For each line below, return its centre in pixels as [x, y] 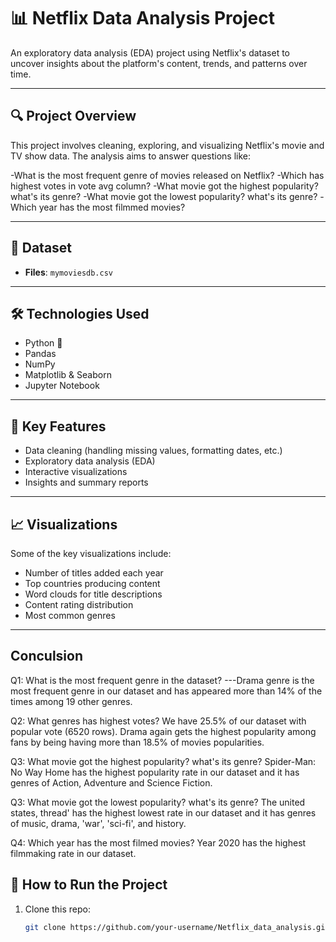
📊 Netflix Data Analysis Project [142, 18]
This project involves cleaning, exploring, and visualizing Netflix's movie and [167, 145]
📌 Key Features [58, 426]
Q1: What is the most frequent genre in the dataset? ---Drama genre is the [162, 680]
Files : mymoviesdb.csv [69, 272]
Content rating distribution [79, 604]
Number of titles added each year [94, 573]
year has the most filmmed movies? [112, 207]
